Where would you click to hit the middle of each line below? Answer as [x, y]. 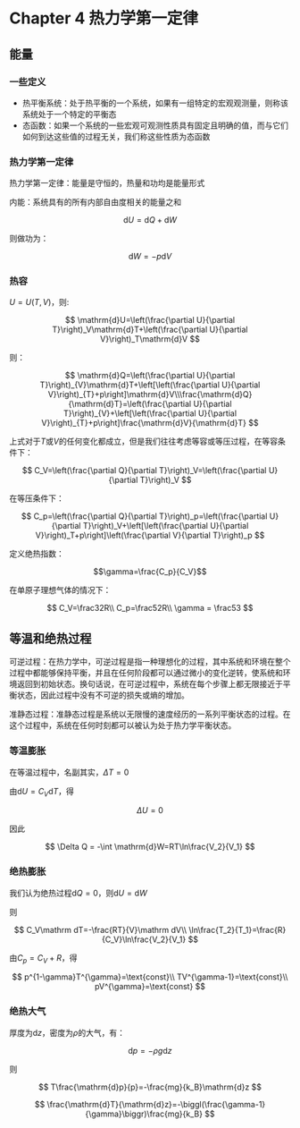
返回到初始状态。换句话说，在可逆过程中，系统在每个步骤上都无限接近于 [150, 684]
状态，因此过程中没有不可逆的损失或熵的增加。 [103, 695]
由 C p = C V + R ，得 [43, 958]
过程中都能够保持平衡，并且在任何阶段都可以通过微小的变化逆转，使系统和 [146, 673]
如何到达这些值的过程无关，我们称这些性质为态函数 [116, 136]
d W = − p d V [150, 257]
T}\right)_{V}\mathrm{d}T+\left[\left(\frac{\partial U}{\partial [150, 385]
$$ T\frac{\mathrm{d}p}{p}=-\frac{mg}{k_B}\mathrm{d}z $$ [150, 1087]
